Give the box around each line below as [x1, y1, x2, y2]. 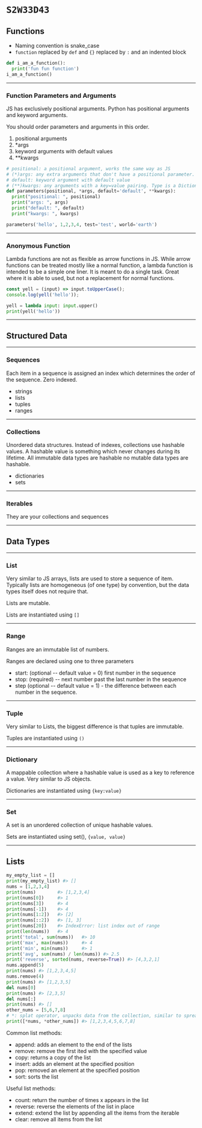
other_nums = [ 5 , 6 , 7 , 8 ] [6, 1007, 66, 1013]
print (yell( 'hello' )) [6, 308, 61, 315]
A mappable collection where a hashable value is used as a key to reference [6, 769, 195, 777]
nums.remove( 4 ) [6, 973, 44, 979]
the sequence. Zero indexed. [6, 376, 78, 383]
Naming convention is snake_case [14, 42, 100, 49]
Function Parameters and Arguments [6, 91, 117, 100]
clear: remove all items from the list [14, 1115, 102, 1123]
